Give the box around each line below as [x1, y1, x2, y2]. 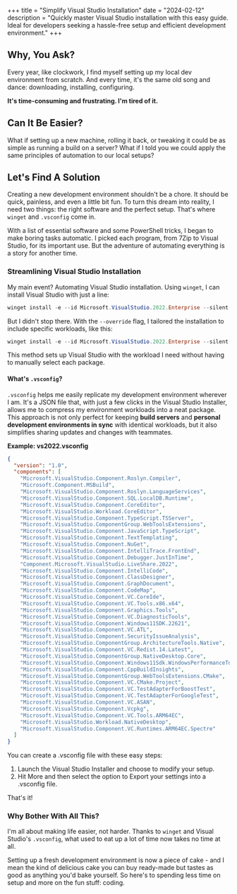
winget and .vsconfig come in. [7, 212, 97, 222]
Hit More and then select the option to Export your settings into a [17, 772, 207, 781]
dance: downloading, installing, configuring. [7, 83, 135, 91]
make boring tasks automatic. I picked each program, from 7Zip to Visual [7, 234, 219, 243]
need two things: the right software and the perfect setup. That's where [7, 205, 216, 214]
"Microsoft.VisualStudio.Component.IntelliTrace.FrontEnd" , [20, 547, 200, 554]
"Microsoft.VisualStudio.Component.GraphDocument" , [20, 580, 175, 588]
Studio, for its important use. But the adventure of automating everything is [7, 241, 225, 250]
